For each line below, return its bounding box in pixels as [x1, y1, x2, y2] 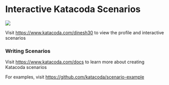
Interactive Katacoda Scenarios [5, 4, 141, 15]
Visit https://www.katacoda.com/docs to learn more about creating [5, 59, 145, 65]
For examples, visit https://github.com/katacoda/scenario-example [5, 74, 144, 80]
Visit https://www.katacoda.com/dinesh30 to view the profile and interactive [5, 29, 164, 36]
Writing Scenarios [5, 47, 51, 54]
